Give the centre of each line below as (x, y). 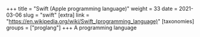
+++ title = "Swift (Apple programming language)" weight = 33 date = (92, 9)
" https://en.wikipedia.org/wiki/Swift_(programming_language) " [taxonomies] (100, 21)
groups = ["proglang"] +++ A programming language (72, 27)
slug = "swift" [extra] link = (56, 15)
